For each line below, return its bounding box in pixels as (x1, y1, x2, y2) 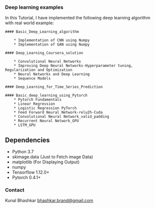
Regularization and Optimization (5, 67, 73, 73)
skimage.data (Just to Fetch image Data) (12, 154, 93, 160)
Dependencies (5, 136, 50, 144)
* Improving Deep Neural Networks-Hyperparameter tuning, (14, 64, 133, 68)
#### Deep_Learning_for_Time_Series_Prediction (5, 84, 103, 90)
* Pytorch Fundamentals (14, 97, 62, 102)
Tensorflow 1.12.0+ (12, 169, 50, 176)
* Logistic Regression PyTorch (14, 106, 77, 111)
